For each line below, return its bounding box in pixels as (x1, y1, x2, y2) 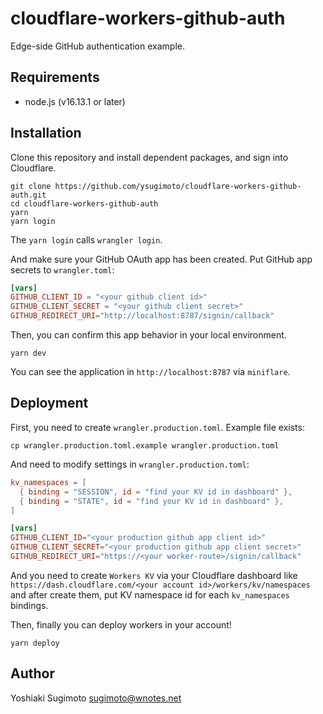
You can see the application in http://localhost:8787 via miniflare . (10, 366, 291, 378)
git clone (10, 181, 52, 191)
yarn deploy (10, 638, 60, 648)
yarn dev (10, 348, 47, 359)
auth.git (10, 190, 47, 200)
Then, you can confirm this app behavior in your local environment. (10, 329, 287, 341)
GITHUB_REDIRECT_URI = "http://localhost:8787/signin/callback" (10, 311, 275, 321)
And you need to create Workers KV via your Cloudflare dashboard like (10, 569, 298, 581)
